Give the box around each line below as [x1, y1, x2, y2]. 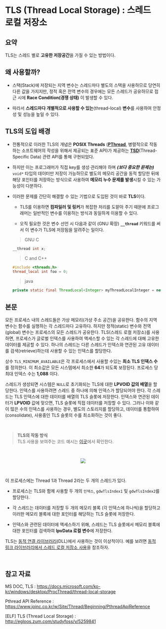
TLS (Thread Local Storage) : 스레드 [5, 4, 151, 16]
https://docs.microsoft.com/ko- [37, 583, 101, 589]
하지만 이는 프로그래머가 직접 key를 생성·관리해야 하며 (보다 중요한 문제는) [12, 164, 155, 170]
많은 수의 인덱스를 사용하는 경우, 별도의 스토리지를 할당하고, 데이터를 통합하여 [10, 406, 160, 412]
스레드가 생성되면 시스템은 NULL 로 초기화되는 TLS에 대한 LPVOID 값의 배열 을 [5, 381, 152, 387]
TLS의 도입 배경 [5, 127, 51, 136]
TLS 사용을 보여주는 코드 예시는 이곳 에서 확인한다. [17, 438, 114, 444]
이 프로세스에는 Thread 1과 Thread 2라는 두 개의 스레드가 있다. [5, 477, 127, 483]
